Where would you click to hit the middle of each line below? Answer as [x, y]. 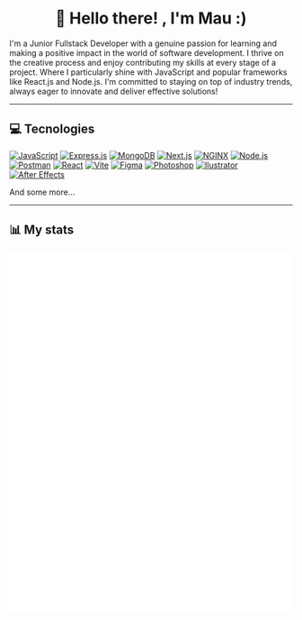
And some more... [42, 192]
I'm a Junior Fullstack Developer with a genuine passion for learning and [143, 43]
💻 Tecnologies [52, 129]
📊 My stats [42, 230]
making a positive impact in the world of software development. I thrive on [147, 52]
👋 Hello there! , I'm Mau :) [151, 18]
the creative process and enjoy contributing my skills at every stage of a [143, 62]
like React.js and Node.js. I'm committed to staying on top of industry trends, [151, 81]
